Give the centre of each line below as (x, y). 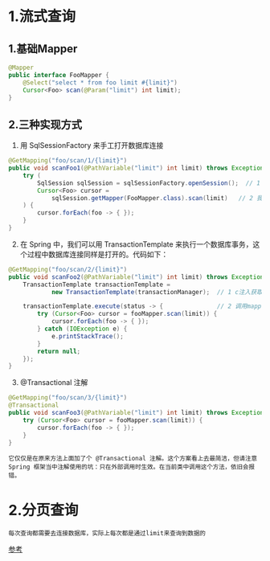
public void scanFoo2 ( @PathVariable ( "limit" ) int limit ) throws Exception (136, 277)
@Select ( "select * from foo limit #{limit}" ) (100, 82)
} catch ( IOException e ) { (82, 329)
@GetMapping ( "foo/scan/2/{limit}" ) (68, 269)
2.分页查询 (43, 510)
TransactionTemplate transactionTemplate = (97, 285)
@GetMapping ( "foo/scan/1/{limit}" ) (68, 161)
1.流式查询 (42, 16)
